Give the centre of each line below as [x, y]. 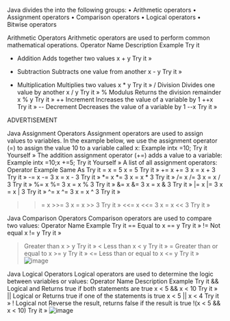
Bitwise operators [32, 24]
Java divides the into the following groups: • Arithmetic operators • [102, 10]
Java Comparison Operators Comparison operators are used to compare [110, 218]
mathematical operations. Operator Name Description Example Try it [103, 45]
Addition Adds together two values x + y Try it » [84, 58]
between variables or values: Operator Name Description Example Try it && [113, 281]
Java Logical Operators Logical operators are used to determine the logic [110, 274]
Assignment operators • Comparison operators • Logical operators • [104, 17]
